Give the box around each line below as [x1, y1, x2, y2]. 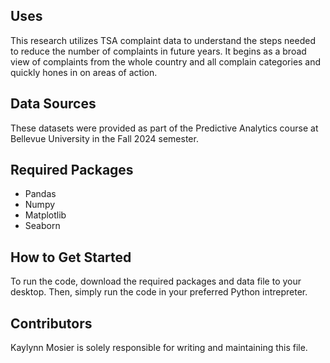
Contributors [10, 315, 93, 332]
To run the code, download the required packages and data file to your [10, 275, 302, 288]
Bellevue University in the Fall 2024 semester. [10, 132, 199, 144]
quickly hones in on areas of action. [10, 66, 158, 78]
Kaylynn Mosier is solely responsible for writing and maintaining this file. [10, 342, 308, 354]
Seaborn [24, 220, 61, 232]
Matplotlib [24, 209, 67, 221]
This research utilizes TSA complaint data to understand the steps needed [10, 34, 317, 46]
